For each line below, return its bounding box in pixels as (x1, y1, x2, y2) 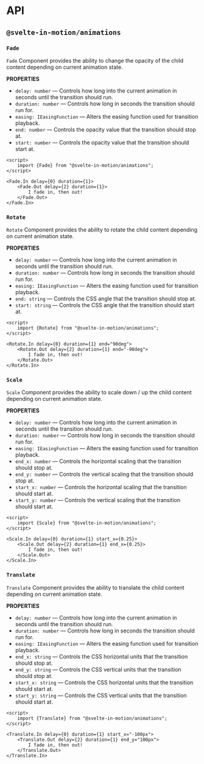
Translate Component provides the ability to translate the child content (6, 584, 185, 591)
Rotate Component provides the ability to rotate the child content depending (6, 226, 198, 233)
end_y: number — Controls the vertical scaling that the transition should (15, 470, 194, 478)
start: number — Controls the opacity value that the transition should (15, 138, 189, 146)
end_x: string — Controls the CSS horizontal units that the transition (15, 653, 188, 660)
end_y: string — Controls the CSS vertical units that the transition (15, 665, 181, 673)
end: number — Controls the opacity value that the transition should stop (15, 126, 197, 133)
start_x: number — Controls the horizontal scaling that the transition (15, 484, 187, 491)
